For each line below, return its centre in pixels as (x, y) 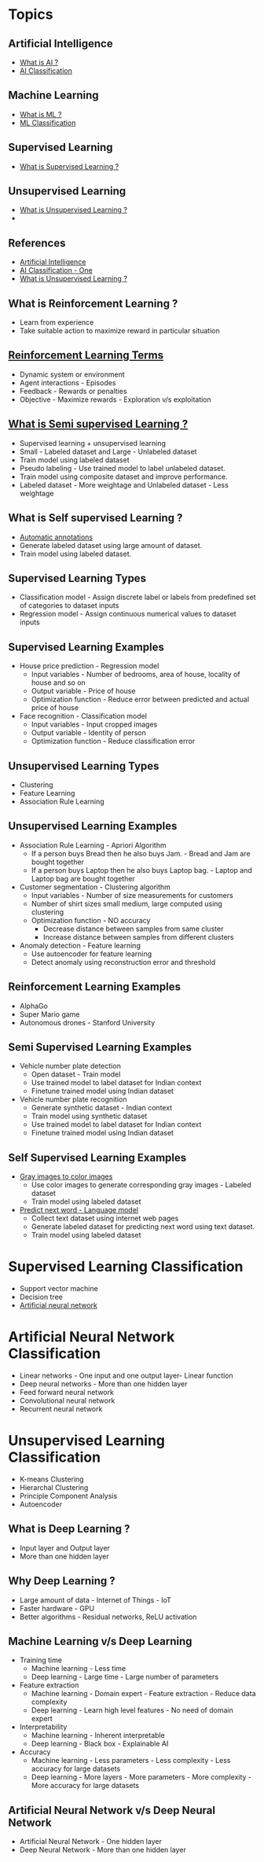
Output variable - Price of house (83, 691)
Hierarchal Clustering (54, 1487)
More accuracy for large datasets (85, 1786)
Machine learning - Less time (79, 1669)
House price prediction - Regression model (89, 666)
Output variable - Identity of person (89, 733)
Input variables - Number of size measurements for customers (132, 895)
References (37, 243)
